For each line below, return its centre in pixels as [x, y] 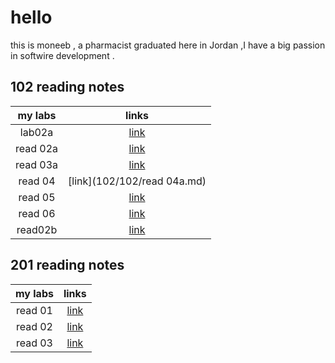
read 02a [37, 148]
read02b [37, 229]
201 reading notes [67, 265]
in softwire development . [62, 55]
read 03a [37, 164]
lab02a [36, 132]
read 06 [37, 213]
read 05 [37, 197]
